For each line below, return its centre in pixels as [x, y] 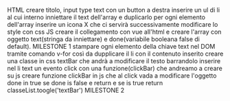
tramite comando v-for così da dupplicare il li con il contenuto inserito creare [115, 54]
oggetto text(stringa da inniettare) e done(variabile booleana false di [104, 39]
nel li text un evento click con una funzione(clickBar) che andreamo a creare [115, 68]
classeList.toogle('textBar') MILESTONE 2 [66, 90]
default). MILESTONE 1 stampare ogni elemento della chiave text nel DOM [111, 46]
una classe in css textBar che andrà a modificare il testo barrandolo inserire [114, 61]
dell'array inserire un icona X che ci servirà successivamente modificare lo [113, 24]
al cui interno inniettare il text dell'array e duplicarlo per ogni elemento [106, 17]
